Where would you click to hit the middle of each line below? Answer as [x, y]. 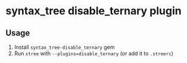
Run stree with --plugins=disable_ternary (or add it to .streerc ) [94, 53]
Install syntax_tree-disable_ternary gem [64, 47]
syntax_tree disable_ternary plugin [94, 11]
